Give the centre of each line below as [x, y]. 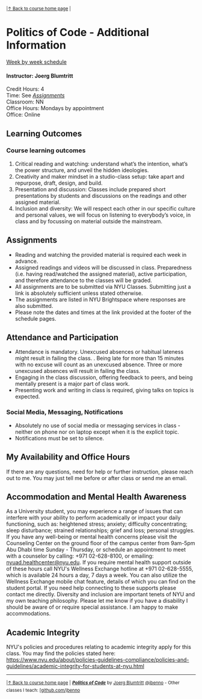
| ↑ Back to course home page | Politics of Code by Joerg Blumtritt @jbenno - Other [93, 683]
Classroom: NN [25, 102]
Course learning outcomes [46, 150]
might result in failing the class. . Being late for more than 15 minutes [99, 359]
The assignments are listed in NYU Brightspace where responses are [100, 299]
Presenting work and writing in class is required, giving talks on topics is [104, 390]
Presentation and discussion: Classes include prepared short [90, 189]
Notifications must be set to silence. [60, 438]
